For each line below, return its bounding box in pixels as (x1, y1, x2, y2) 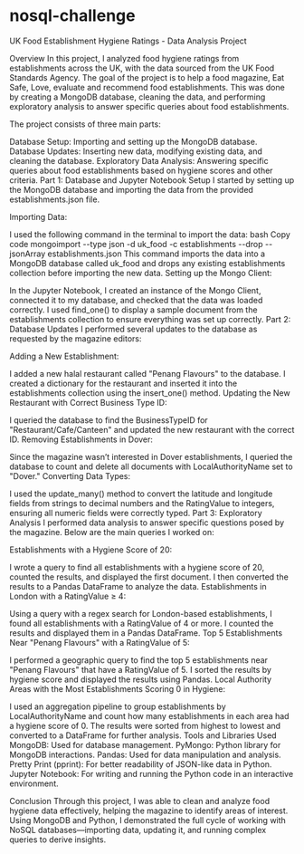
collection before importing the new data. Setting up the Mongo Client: (9, 267, 272, 278)
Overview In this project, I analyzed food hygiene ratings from (9, 53, 240, 63)
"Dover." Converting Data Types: (9, 470, 131, 481)
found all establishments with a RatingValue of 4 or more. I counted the (9, 618, 274, 629)
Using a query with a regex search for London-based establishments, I (9, 608, 273, 619)
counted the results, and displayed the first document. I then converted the (9, 571, 290, 582)
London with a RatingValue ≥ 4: (9, 590, 127, 601)
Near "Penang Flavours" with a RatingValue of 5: (9, 637, 190, 648)
